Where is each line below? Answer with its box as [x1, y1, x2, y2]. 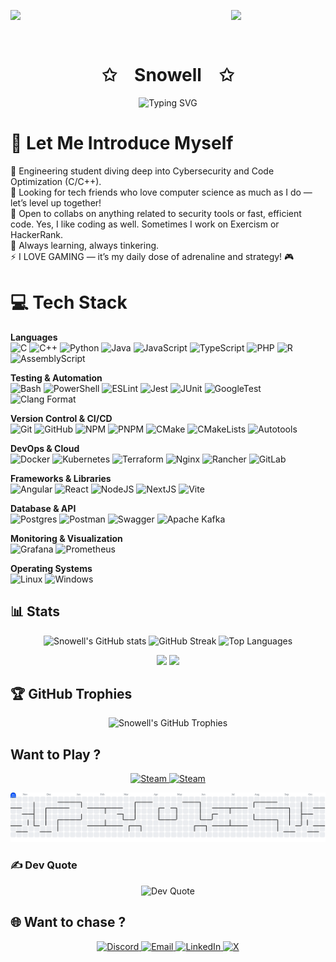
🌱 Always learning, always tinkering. [10, 239, 160, 251]
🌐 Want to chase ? [10, 914, 127, 931]
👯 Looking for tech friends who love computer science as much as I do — [10, 186, 313, 198]
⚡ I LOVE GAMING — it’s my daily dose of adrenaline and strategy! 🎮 [10, 250, 295, 262]
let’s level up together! [10, 196, 102, 209]
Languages [10, 331, 58, 343]
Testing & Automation [10, 371, 103, 384]
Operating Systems [10, 562, 93, 574]
